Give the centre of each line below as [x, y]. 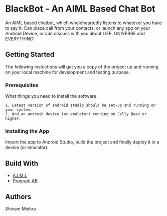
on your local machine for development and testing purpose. [68, 72]
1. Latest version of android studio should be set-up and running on [80, 105]
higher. [13, 119]
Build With [22, 163]
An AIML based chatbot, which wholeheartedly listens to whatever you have [83, 23]
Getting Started [30, 55]
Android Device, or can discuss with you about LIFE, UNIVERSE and [75, 33]
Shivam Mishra [21, 208]
